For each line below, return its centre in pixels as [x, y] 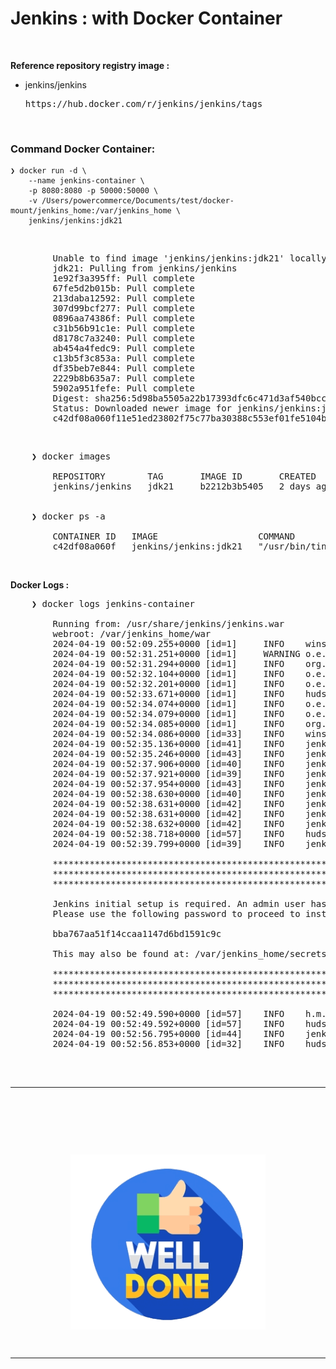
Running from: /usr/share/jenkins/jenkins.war [168, 624]
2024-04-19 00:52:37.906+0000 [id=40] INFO [168, 764]
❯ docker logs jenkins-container [113, 604]
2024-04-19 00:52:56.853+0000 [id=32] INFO [168, 1044]
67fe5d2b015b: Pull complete [124, 288]
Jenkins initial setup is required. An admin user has [189, 904]
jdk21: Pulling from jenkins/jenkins [145, 268]
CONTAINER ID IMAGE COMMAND [174, 536]
